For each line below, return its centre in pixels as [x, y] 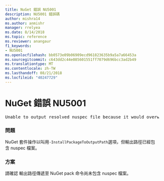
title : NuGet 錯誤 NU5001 [31, 10]
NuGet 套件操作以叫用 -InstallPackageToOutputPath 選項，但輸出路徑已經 [78, 141]
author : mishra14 [23, 19]
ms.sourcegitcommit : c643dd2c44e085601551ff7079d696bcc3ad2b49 [71, 60]
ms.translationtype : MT [29, 64]
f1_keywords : [18, 46]
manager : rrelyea [23, 28]
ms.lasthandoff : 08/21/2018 [34, 73]
